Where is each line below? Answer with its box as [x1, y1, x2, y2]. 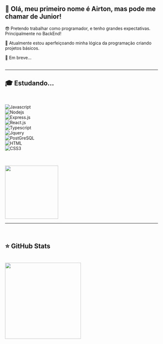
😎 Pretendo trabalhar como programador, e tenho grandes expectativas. [5, 25, 151, 31]
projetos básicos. [5, 45, 40, 51]
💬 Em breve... [5, 55, 32, 60]
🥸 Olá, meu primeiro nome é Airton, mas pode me [5, 5, 156, 13]
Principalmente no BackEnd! [5, 30, 62, 37]
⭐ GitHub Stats [5, 242, 50, 250]
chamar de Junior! [5, 13, 62, 21]
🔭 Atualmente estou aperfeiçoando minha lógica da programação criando [5, 40, 152, 46]
